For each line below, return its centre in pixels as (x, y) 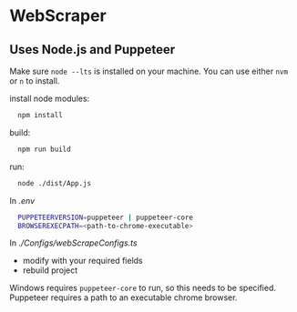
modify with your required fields (82, 261)
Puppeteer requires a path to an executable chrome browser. (123, 297)
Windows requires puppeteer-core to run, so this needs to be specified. (143, 288)
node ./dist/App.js (55, 183)
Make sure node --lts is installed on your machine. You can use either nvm (149, 71)
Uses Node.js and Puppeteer (92, 50)
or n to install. (35, 81)
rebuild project (50, 270)
